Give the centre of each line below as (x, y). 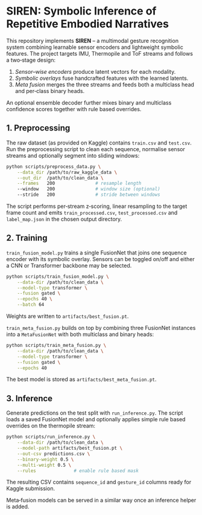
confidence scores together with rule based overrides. (74, 109)
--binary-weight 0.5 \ (46, 459)
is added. (18, 507)
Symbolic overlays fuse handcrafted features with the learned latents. (102, 78)
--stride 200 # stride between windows (89, 195)
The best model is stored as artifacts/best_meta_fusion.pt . (81, 380)
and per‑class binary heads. (50, 91)
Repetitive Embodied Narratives (87, 24)
